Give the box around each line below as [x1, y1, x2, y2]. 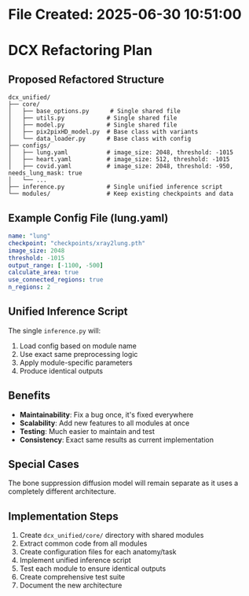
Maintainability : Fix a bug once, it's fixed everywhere [19, 410, 194, 419]
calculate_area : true [8, 269, 79, 277]
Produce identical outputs [19, 366, 104, 375]
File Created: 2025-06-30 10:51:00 [8, 6, 242, 24]
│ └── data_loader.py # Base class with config [8, 135, 192, 143]
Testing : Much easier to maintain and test [19, 426, 156, 436]
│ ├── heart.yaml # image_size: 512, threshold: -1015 [8, 156, 230, 164]
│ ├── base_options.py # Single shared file [8, 108, 181, 116]
